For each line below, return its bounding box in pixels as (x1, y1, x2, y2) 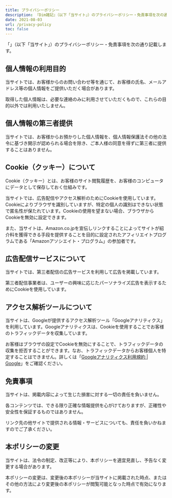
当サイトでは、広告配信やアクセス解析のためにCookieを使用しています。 (5, 195, 159, 201)
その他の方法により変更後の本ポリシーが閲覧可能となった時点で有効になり (5, 481, 162, 487)
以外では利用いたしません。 (9, 102, 68, 108)
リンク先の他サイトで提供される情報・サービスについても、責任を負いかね (5, 419, 162, 426)
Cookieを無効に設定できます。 (5, 214, 69, 220)
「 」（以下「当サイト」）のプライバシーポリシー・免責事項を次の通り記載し (5, 42, 162, 48)
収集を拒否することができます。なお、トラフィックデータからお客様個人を (5, 348, 162, 354)
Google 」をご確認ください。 (5, 360, 66, 367)
